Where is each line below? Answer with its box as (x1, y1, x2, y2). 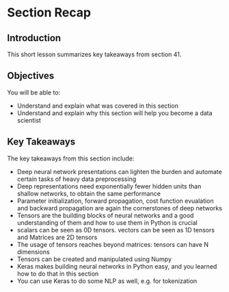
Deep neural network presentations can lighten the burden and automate (16, 167, 222, 175)
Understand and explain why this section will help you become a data (16, 108, 213, 117)
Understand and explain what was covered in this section (16, 101, 179, 110)
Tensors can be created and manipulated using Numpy (16, 255, 172, 263)
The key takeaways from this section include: (7, 154, 135, 162)
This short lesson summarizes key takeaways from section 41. (7, 50, 182, 58)
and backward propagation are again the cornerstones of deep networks (16, 204, 222, 212)
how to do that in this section (16, 269, 99, 278)
